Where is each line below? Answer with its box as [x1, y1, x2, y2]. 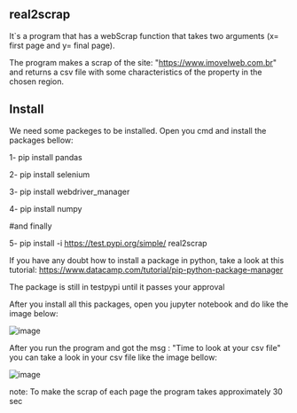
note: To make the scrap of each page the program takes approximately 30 [9, 386, 284, 397]
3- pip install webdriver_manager [9, 186, 130, 197]
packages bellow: [9, 135, 74, 145]
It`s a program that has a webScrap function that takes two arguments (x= [9, 30, 279, 41]
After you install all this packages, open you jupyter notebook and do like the [9, 299, 289, 309]
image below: [9, 308, 59, 318]
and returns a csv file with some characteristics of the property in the [9, 66, 262, 77]
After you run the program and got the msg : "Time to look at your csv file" [9, 342, 281, 353]
